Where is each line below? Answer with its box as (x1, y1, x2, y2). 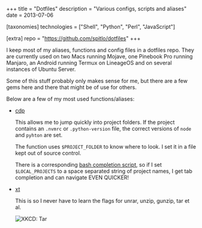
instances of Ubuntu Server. (6, 66, 76, 73)
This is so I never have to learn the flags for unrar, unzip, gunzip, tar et (14, 197, 190, 204)
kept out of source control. (14, 150, 81, 156)
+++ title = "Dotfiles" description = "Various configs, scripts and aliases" (6, 5, 187, 12)
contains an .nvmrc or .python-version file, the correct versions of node (14, 125, 192, 132)
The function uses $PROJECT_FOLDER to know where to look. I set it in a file (14, 143, 197, 150)
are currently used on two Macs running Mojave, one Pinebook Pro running (6, 53, 193, 60)
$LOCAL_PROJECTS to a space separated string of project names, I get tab (14, 168, 193, 174)
